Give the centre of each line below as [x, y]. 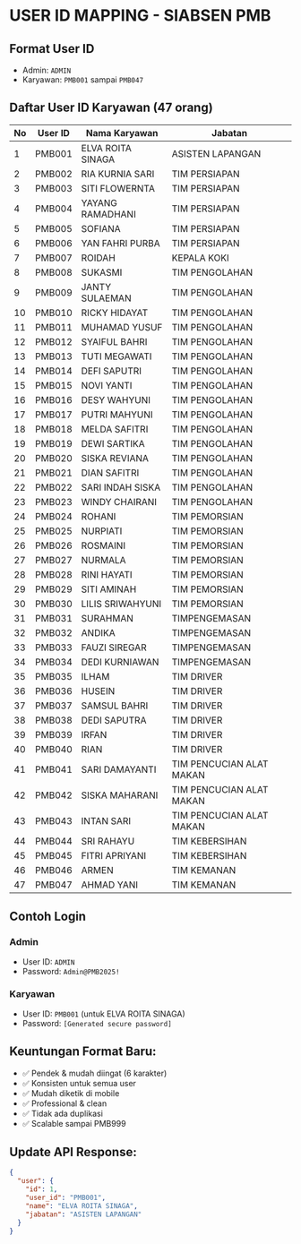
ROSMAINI [103, 545]
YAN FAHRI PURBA [121, 243]
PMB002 [54, 174]
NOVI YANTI [107, 385]
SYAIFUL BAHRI [114, 341]
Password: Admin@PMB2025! [71, 971]
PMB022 [54, 487]
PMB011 [54, 327]
